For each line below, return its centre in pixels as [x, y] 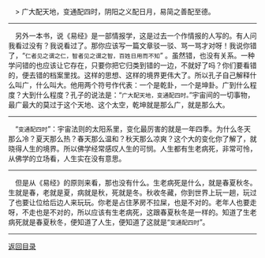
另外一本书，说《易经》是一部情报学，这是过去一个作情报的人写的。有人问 [136, 36]
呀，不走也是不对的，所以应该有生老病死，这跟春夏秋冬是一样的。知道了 [125, 212]
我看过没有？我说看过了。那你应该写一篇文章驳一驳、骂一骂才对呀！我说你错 [132, 45]
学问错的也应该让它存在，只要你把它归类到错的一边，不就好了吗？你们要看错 [132, 65]
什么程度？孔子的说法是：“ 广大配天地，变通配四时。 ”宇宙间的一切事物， [145, 95]
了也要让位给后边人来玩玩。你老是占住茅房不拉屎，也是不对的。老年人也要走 [132, 202]
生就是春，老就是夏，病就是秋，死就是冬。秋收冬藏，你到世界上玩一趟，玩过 [132, 193]
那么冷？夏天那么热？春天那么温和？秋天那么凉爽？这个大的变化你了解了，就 [132, 139]
